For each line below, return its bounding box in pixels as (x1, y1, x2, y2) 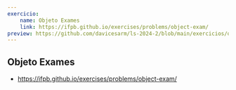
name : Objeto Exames (20, 17, 80, 24)
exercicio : (7, 10, 39, 18)
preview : (7, 30, 33, 37)
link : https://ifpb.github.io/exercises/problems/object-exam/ (20, 23, 209, 30)
